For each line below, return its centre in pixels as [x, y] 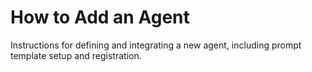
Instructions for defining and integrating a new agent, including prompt [156, 45]
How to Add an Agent [100, 17]
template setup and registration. [76, 55]
